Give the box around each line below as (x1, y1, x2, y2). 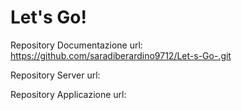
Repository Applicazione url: (10, 88, 127, 100)
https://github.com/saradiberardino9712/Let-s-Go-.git (10, 49, 232, 61)
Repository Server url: (10, 69, 101, 81)
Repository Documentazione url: (10, 39, 143, 51)
